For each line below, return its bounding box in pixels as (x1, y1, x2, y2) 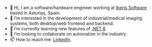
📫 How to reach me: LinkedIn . (9, 37, 72, 42)
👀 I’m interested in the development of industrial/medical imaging (9, 15, 142, 21)
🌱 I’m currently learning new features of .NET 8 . (9, 26, 107, 32)
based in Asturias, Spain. (9, 10, 61, 16)
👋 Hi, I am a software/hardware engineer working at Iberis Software (9, 5, 147, 10)
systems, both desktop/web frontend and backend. (9, 20, 114, 26)
